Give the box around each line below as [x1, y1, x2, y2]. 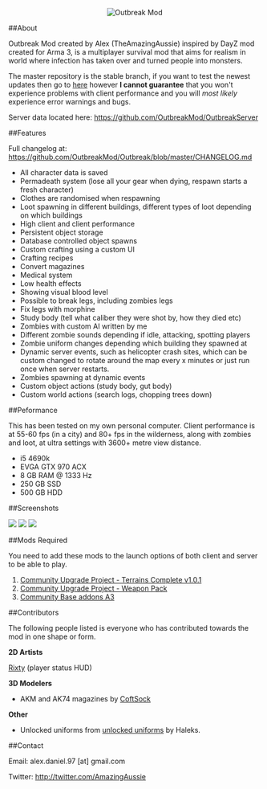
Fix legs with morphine [19, 305, 95, 313]
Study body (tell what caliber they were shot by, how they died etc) [19, 313, 242, 322]
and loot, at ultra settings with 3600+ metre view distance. [8, 438, 202, 448]
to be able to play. [8, 559, 68, 569]
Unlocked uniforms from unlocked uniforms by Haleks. [19, 726, 200, 734]
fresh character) [19, 185, 75, 194]
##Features [8, 129, 47, 137]
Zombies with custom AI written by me [19, 321, 148, 331]
